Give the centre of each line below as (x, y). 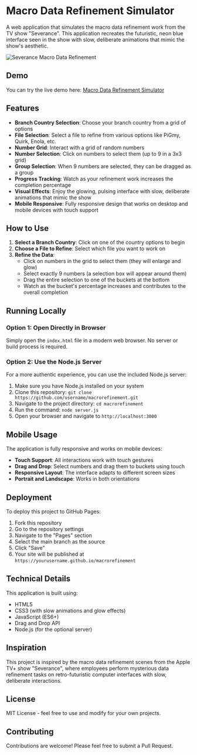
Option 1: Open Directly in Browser (56, 327)
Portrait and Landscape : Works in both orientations (77, 479)
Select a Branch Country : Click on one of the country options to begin (100, 243)
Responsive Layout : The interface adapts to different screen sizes (95, 473)
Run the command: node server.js (57, 410)
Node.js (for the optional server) (53, 629)
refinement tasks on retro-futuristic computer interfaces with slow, (86, 675)
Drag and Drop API (37, 623)
